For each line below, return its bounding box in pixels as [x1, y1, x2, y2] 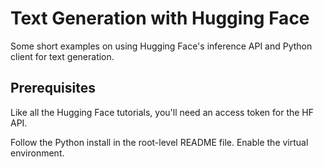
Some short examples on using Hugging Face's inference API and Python [10, 40, 313, 52]
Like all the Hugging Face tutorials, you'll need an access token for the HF [10, 106, 315, 118]
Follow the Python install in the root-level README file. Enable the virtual [10, 136, 309, 148]
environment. [10, 147, 65, 159]
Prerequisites [10, 80, 96, 97]
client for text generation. [10, 50, 115, 62]
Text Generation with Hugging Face [10, 7, 310, 30]
